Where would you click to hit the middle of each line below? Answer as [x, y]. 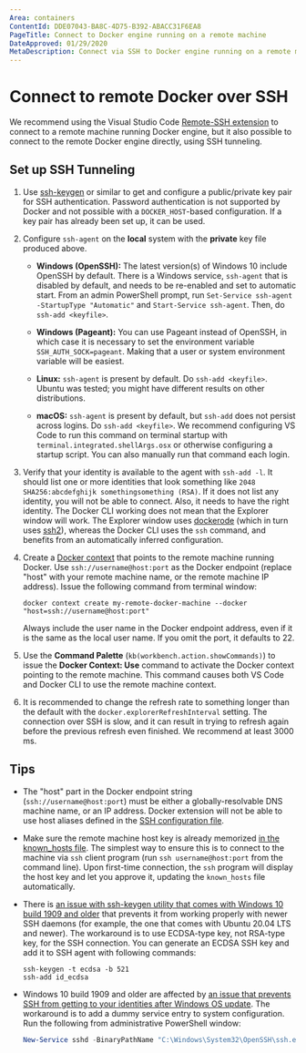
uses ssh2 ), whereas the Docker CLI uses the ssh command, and [144, 530]
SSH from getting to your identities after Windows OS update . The [146, 1004]
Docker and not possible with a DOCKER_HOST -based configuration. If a [152, 211]
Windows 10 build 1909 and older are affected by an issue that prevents [157, 994]
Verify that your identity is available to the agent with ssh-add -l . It [148, 472]
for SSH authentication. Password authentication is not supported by [151, 201]
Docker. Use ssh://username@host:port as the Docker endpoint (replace [157, 567]
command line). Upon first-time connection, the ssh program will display [158, 867]
